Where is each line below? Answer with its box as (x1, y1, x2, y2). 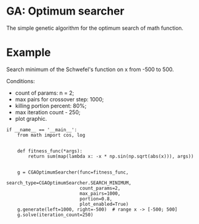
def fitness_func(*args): (17, 148, 83, 154)
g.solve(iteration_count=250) (17, 211, 94, 218)
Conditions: (6, 77, 35, 84)
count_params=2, (79, 185, 121, 191)
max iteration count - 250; (15, 108, 81, 116)
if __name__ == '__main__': (6, 126, 78, 133)
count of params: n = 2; (15, 89, 75, 97)
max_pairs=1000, (79, 190, 121, 197)
